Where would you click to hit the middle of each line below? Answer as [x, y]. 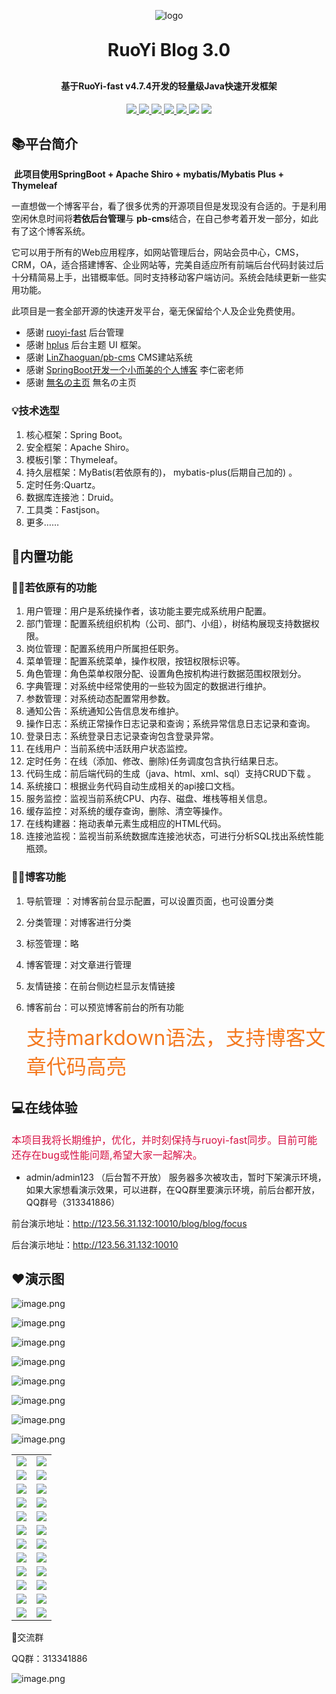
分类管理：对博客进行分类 [78, 922]
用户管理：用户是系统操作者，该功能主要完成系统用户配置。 [148, 611]
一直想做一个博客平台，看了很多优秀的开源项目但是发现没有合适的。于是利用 [169, 206]
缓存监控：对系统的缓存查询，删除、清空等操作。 [126, 811]
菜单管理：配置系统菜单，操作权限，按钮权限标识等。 [135, 661]
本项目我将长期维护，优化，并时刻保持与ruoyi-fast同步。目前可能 [164, 1140]
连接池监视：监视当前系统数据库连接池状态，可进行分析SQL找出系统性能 [174, 836]
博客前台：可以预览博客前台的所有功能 [104, 1007]
